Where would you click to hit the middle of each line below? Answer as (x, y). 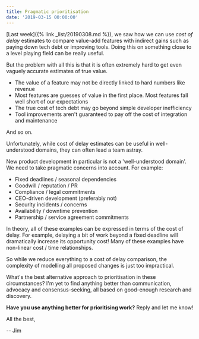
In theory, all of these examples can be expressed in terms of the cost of (95, 228)
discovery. (19, 296)
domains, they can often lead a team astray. (89, 150)
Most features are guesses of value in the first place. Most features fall (101, 95)
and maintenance (36, 120)
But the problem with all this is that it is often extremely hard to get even (94, 65)
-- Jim (14, 330)
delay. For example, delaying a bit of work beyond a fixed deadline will (92, 235)
